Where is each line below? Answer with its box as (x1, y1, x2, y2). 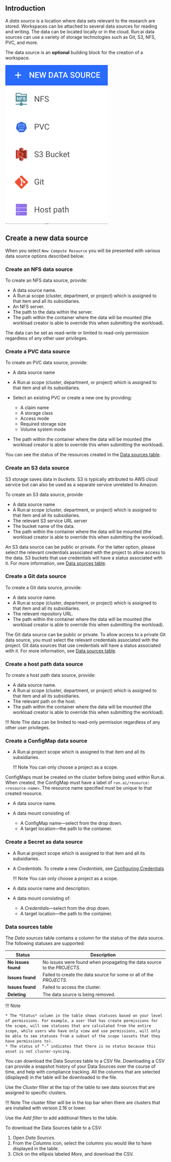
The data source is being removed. (42, 991, 116, 997)
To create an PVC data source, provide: (5, 360, 88, 366)
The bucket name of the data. (12, 523, 75, 529)
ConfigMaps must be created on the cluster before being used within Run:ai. (5, 774, 165, 780)
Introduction (5, 4, 46, 13)
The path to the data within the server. (12, 309, 93, 315)
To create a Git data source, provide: (5, 584, 82, 590)
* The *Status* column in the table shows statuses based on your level (5, 1013, 163, 1018)
